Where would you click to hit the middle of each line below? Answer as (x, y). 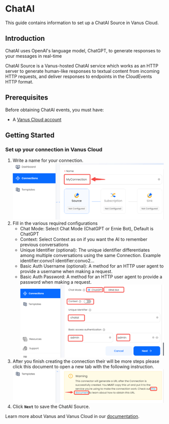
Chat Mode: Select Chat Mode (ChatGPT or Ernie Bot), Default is (87, 228)
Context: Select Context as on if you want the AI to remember (83, 239)
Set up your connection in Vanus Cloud (54, 149)
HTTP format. (19, 81)
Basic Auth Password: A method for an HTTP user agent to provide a (91, 277)
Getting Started (30, 135)
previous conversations (44, 244)
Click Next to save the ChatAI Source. (51, 407)
